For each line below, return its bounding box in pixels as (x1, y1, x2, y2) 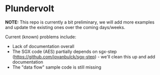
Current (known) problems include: (5, 34, 77, 40)
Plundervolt (5, 3, 54, 14)
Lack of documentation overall (12, 43, 75, 49)
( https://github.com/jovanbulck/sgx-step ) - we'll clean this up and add (12, 53, 156, 59)
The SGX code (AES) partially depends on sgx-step (12, 49, 117, 54)
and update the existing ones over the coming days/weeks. (5, 24, 125, 30)
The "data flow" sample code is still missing (12, 64, 102, 70)
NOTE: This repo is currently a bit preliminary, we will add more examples (5, 19, 155, 25)
